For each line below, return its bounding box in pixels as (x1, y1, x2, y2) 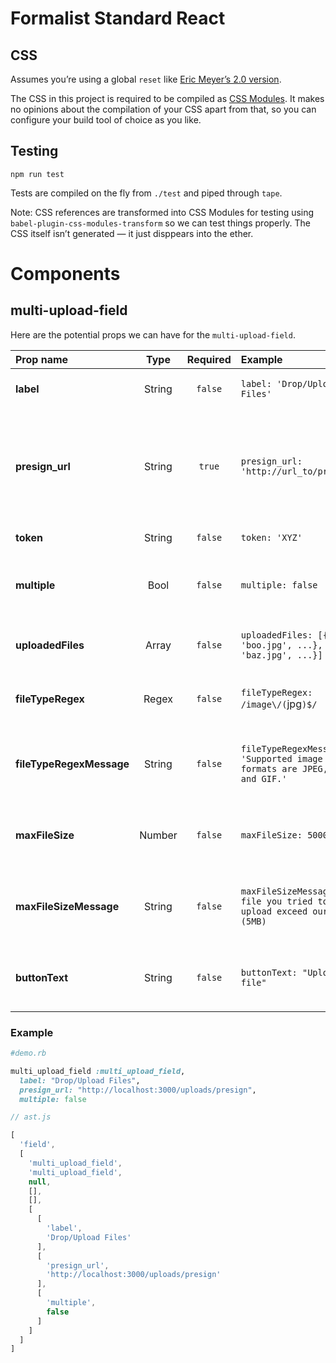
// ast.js (10, 1112, 52, 1122)
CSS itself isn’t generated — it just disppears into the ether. (10, 227, 254, 239)
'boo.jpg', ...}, (240, 639, 323, 651)
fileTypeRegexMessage (15, 757, 130, 771)
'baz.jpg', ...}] (240, 649, 323, 661)
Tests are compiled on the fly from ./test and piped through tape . (10, 187, 283, 199)
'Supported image (240, 753, 323, 764)
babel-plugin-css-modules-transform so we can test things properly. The (10, 217, 311, 229)
